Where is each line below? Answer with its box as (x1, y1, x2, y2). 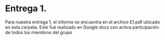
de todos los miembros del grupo (5, 29, 72, 35)
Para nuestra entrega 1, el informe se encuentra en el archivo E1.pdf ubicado (5, 19, 160, 25)
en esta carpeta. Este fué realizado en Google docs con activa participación (5, 24, 159, 30)
